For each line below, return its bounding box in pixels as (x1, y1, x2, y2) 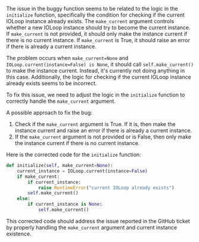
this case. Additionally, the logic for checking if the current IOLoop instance (6, 74, 192, 80)
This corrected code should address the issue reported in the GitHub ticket (6, 217, 190, 225)
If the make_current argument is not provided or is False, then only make (14, 133, 192, 140)
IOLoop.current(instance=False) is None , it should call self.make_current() (6, 61, 194, 68)
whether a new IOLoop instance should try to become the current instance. (6, 24, 191, 31)
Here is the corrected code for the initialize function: (6, 151, 141, 158)
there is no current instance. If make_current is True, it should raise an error (6, 37, 191, 43)
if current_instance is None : (27, 202, 102, 208)
